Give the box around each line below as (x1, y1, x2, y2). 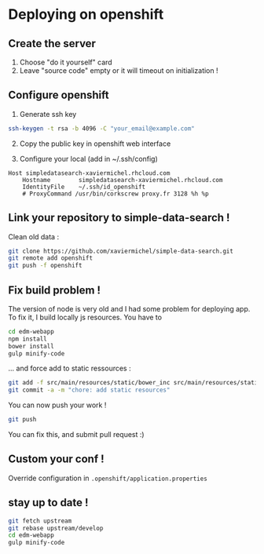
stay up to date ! (8, 496, 89, 509)
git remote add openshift (8, 254, 93, 262)
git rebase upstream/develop (8, 524, 104, 532)
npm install (8, 335, 47, 343)
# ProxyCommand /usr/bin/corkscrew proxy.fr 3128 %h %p (22, 190, 210, 198)
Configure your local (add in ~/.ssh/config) (19, 154, 159, 163)
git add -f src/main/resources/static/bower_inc (8, 379, 170, 387)
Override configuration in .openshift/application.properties (8, 473, 208, 483)
